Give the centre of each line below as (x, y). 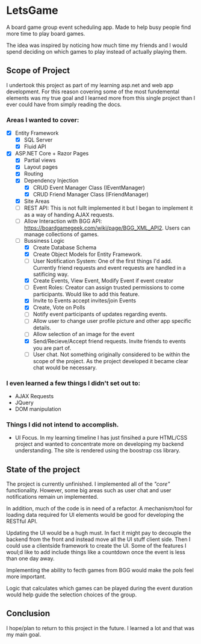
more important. (26, 577)
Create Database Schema (65, 247)
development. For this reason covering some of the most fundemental (93, 92)
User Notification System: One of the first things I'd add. (103, 261)
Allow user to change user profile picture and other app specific (112, 321)
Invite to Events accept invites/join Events (85, 301)
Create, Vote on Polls (59, 307)
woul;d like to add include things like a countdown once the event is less (96, 552)
